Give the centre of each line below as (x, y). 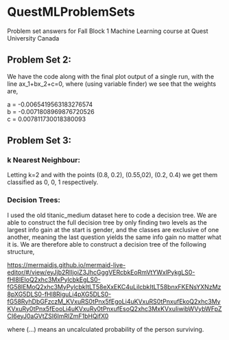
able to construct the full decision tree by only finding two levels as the (107, 222)
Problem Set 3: (39, 140)
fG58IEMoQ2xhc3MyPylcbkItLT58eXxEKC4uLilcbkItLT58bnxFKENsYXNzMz (114, 286)
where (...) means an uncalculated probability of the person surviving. (106, 329)
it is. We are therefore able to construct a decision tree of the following (107, 244)
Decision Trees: (34, 200)
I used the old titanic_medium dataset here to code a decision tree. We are (112, 215)
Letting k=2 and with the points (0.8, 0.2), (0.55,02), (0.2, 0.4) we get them (112, 175)
